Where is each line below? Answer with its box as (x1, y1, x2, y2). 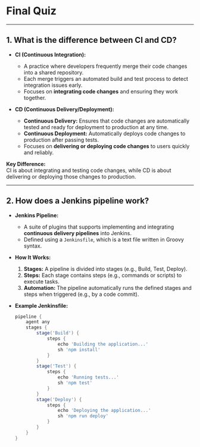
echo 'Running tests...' (57, 374, 119, 380)
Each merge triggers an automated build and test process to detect (23, 75, 189, 82)
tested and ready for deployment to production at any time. (23, 123, 169, 130)
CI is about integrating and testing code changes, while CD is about (6, 167, 171, 174)
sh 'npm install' (57, 346, 101, 352)
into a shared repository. (23, 68, 84, 76)
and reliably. (23, 149, 54, 156)
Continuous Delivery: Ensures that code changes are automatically (23, 117, 190, 124)
